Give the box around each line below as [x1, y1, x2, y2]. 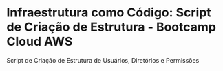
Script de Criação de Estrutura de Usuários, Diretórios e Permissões [6, 56, 200, 64]
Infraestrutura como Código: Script [6, 5, 211, 20]
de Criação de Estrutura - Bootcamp [6, 19, 216, 35]
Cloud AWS [6, 34, 73, 49]
